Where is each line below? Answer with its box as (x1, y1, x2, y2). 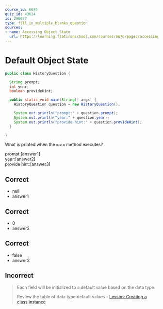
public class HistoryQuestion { (5, 71, 70, 76)
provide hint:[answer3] (5, 161, 51, 167)
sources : (5, 25, 23, 30)
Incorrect (5, 272, 34, 280)
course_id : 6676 (5, 7, 38, 12)
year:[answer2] (5, 156, 35, 162)
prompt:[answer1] (5, 151, 40, 157)
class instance (16, 299, 46, 305)
